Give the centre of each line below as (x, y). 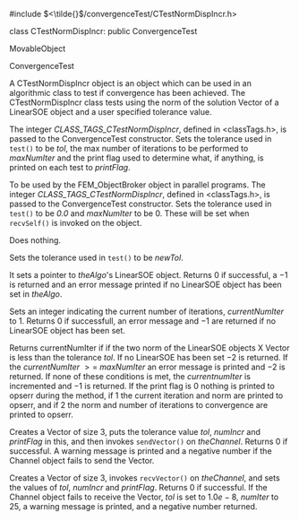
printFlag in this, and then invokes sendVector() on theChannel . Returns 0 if (149, 441)
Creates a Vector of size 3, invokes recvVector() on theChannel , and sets (145, 478)
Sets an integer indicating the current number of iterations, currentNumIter (147, 311)
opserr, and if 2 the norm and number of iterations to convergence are (139, 405)
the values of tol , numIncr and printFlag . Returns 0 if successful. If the (138, 487)
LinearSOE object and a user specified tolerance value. (111, 112)
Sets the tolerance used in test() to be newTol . (96, 257)
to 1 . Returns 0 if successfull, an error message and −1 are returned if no (142, 321)
